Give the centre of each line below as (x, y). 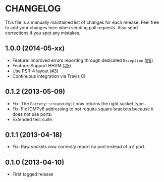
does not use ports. (32, 114)
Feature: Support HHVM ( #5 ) (42, 65)
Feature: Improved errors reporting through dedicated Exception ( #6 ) (83, 60)
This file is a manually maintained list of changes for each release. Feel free (82, 22)
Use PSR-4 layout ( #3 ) (35, 71)
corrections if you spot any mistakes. (43, 33)
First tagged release (33, 174)
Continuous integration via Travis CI (49, 76)
